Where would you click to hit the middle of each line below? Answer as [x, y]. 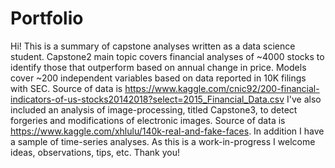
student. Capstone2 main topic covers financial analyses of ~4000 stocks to [167, 56]
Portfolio [47, 18]
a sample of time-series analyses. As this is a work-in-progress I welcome [163, 141]
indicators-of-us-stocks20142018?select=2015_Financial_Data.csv [147, 99]
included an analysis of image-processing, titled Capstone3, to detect [154, 109]
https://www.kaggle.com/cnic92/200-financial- [222, 88]
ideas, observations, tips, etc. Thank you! [95, 152]
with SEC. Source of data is [66, 88]
